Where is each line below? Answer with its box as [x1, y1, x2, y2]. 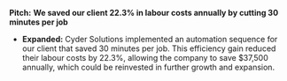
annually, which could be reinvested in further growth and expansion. [21, 62, 275, 72]
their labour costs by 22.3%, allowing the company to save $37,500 [21, 53, 268, 63]
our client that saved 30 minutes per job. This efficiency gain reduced [21, 43, 276, 54]
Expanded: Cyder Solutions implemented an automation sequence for [21, 34, 278, 44]
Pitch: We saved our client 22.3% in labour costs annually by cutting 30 [9, 8, 279, 18]
